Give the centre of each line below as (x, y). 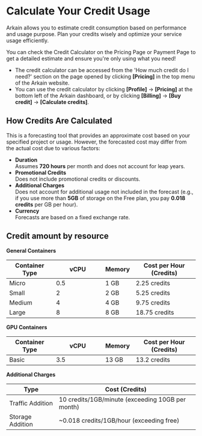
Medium (21, 303)
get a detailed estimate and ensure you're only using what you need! (91, 58)
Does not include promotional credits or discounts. (78, 179)
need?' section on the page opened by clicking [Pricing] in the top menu (105, 76)
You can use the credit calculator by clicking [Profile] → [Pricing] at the (104, 89)
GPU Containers (27, 327)
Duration (26, 160)
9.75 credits (153, 303)
